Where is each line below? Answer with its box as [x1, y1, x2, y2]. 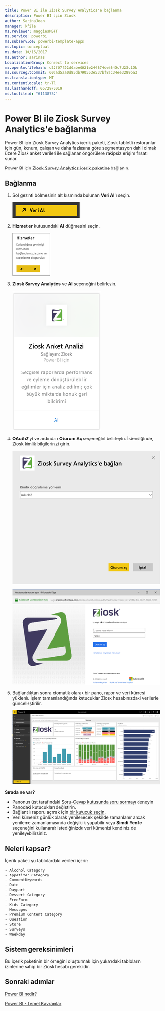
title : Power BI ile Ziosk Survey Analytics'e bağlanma [5, 8, 122, 13]
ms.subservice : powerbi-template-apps [5, 39, 84, 44]
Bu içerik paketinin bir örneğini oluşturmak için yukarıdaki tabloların [5, 958, 141, 964]
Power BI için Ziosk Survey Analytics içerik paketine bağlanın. [5, 165, 130, 171]
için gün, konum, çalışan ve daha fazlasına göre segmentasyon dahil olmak [5, 145, 156, 151]
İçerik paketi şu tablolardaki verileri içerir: [5, 858, 89, 864]
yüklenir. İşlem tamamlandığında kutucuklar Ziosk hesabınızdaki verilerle [12, 695, 159, 701]
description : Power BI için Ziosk [5, 13, 76, 18]
